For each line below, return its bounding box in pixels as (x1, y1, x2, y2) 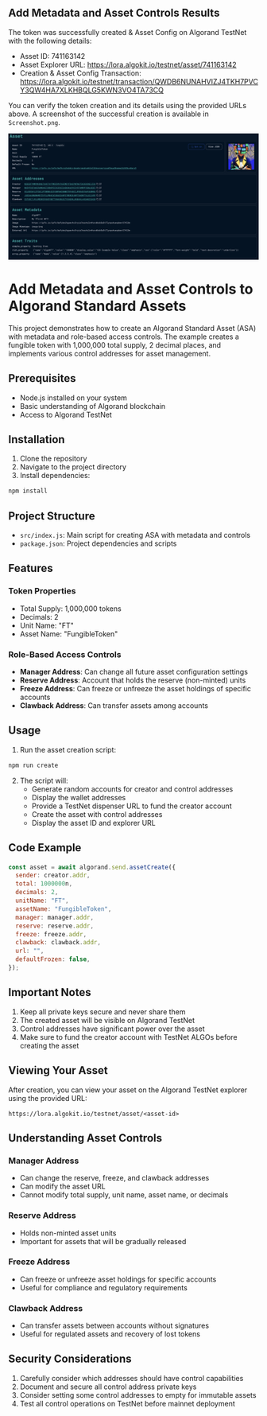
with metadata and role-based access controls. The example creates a (8, 332, 240, 341)
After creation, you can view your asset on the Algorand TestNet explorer (8, 1085, 248, 1095)
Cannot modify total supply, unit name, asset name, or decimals (19, 1190, 229, 1200)
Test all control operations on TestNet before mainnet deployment (19, 1398, 236, 1408)
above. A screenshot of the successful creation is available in (8, 109, 209, 119)
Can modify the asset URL (19, 1181, 106, 1192)
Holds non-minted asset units (19, 1228, 117, 1238)
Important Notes (8, 986, 91, 999)
